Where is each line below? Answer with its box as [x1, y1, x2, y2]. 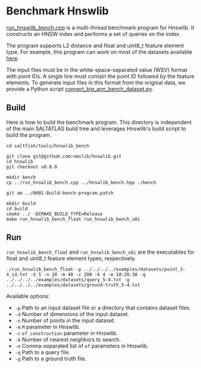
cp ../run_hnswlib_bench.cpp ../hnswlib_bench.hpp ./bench [6, 180, 157, 185]
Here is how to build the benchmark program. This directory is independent [6, 118, 192, 126]
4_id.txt [6, 271, 28, 278]
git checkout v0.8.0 [6, 163, 58, 170]
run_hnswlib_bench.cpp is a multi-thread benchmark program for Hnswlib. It [6, 24, 194, 31]
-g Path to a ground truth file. [14, 355, 87, 362]
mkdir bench [6, 174, 36, 180]
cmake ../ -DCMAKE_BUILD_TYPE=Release [6, 211, 103, 217]
